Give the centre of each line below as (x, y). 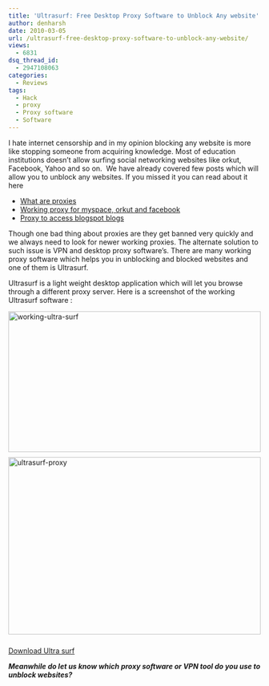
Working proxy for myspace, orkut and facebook (100, 209)
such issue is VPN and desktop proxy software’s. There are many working (130, 250)
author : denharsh (37, 23)
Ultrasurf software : (40, 300)
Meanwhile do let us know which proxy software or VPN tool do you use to (134, 666)
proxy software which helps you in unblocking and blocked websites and (128, 259)
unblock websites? (40, 675)
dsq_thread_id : (34, 61)
